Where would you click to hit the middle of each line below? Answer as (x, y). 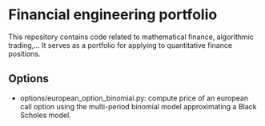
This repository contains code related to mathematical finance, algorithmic (131, 37)
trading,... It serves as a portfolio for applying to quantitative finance (120, 45)
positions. (24, 53)
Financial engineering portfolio (113, 15)
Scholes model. (46, 115)
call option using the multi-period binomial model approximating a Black (138, 106)
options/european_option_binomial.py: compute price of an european (134, 98)
